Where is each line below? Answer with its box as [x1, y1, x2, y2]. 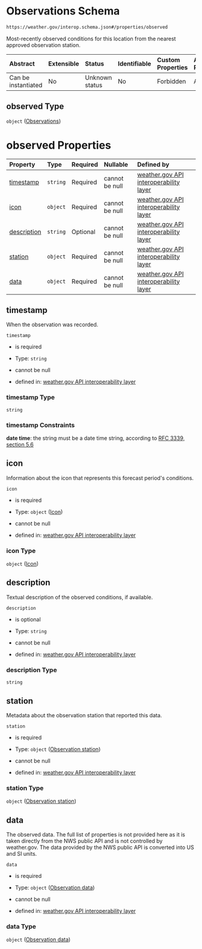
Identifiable [117, 59, 151, 67]
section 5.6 [6, 440, 34, 448]
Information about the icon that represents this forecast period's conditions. [6, 474, 194, 481]
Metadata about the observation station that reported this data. [6, 712, 162, 719]
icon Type [6, 546, 36, 555]
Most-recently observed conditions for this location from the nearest [6, 35, 176, 42]
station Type [6, 784, 44, 792]
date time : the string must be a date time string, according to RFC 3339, [6, 434, 185, 442]
